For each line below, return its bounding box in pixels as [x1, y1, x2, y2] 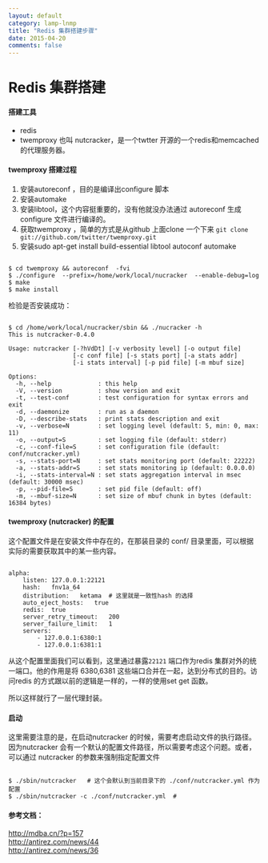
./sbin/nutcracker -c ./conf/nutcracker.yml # [15, 792, 178, 800]
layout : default [8, 11, 62, 20]
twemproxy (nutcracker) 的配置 [8, 517, 114, 526]
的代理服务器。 [19, 145, 70, 155]
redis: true [22, 606, 66, 614]
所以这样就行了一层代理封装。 [8, 693, 106, 703]
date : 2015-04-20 [8, 34, 66, 43]
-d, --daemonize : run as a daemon [15, 407, 159, 415]
